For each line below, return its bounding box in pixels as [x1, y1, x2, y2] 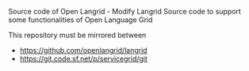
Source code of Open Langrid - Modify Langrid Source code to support [8, 7, 242, 16]
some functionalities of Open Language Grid [8, 15, 153, 24]
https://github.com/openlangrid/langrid [19, 46, 148, 54]
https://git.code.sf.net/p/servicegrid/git [19, 54, 148, 63]
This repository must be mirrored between [8, 31, 147, 39]
